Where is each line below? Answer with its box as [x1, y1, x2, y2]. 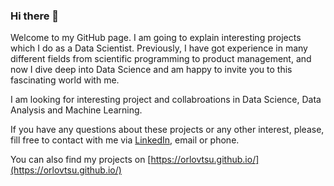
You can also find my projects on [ [10, 154, 152, 166]
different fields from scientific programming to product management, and [10, 53, 312, 65]
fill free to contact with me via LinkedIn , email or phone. [10, 134, 240, 146]
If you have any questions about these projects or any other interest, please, [10, 124, 325, 136]
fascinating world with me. [10, 74, 120, 86]
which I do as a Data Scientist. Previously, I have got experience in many [10, 42, 308, 54]
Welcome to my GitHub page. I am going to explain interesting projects [10, 32, 302, 44]
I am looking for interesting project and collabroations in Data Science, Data [10, 94, 322, 106]
